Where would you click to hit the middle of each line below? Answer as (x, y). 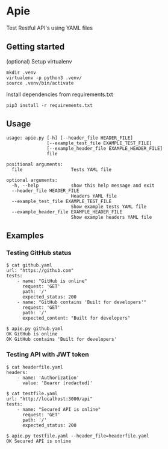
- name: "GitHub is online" (52, 281)
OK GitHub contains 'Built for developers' (62, 340)
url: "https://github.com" (40, 271)
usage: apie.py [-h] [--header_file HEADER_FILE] (70, 138)
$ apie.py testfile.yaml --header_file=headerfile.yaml (78, 436)
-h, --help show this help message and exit (83, 186)
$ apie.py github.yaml (35, 329)
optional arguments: (32, 180)
